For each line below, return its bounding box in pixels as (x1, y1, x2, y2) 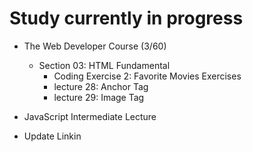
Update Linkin (23, 130, 82, 142)
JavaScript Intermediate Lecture (23, 110, 157, 122)
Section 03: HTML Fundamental (38, 59, 171, 71)
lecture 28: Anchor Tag (53, 80, 149, 92)
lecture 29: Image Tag (53, 91, 145, 103)
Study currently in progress (9, 7, 244, 30)
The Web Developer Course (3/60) (23, 40, 167, 52)
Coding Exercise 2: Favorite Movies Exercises (53, 70, 242, 82)
